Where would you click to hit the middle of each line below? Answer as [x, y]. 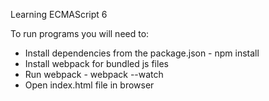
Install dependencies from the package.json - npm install [142, 53]
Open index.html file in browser [89, 85]
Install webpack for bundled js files [96, 63]
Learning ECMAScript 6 [59, 14]
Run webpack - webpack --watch [94, 74]
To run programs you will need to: [80, 33]
